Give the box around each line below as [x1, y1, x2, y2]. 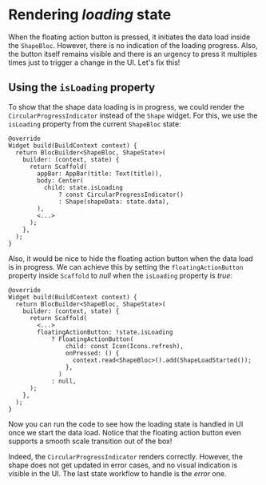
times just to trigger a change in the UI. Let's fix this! [8, 58, 181, 67]
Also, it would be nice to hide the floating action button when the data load [8, 254, 253, 263]
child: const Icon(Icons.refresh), [65, 342, 184, 350]
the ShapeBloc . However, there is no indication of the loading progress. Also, [8, 40, 258, 50]
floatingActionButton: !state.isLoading [37, 328, 173, 336]
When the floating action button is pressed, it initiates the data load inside [8, 32, 251, 42]
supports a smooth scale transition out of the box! [8, 436, 173, 446]
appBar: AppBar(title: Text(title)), [37, 170, 162, 178]
